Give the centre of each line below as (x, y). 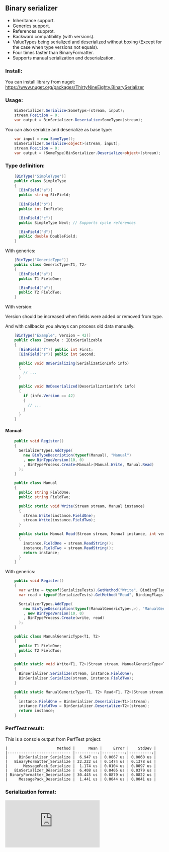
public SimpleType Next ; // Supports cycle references (77, 223)
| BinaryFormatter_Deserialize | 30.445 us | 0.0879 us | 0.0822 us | (81, 775)
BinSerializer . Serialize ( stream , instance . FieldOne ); (76, 674)
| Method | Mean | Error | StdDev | (81, 749)
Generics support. (31, 26)
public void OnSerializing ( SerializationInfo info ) (74, 363)
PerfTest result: (25, 728)
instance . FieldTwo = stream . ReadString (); (68, 548)
